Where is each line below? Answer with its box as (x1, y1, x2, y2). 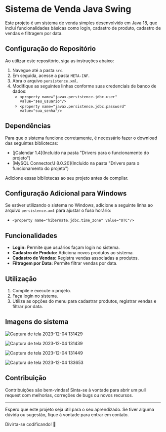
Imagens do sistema (5, 317, 69, 326)
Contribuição (5, 374, 47, 382)
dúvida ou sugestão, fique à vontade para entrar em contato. (5, 411, 129, 418)
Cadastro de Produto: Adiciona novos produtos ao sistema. (12, 250, 134, 256)
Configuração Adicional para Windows (5, 189, 127, 197)
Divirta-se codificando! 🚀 (5, 421, 56, 427)
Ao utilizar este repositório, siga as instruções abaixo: (5, 58, 114, 64)
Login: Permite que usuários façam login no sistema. (12, 244, 120, 250)
